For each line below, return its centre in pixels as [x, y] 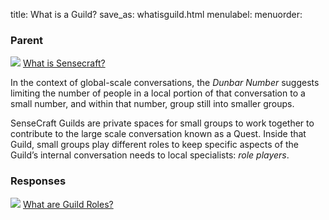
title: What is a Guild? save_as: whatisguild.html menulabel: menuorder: [156, 14]
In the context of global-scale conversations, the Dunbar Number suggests [165, 83]
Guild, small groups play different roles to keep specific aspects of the [155, 145]
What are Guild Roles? [68, 204]
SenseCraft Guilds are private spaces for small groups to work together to [162, 123]
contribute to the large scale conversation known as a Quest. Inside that [158, 134]
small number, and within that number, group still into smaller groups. [152, 104]
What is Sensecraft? [64, 63]
